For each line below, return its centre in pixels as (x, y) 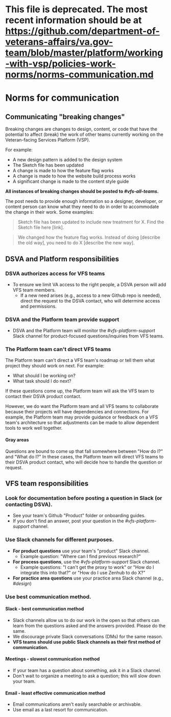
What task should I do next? (42, 381)
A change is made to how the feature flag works (63, 171)
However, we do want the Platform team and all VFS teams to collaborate (82, 406)
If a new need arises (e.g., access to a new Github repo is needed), (91, 295)
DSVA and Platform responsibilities (62, 259)
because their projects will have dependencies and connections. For (77, 412)
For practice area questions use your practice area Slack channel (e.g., (88, 578)
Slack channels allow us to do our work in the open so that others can (86, 620)
